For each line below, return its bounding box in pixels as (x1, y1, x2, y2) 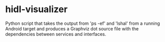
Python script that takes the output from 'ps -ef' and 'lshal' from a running (5, 20, 160, 26)
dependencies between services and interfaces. (5, 31, 107, 37)
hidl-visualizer (5, 4, 68, 15)
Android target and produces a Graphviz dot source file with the (5, 25, 139, 31)
